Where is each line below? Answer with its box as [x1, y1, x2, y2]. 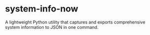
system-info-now [5, 3, 79, 14]
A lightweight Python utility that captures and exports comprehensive [5, 19, 146, 25]
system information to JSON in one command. [5, 24, 99, 30]
